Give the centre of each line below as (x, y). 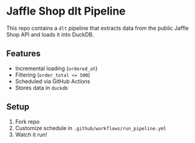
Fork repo (27, 121)
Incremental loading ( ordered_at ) (56, 68)
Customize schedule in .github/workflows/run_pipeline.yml (91, 128)
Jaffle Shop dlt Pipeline (66, 11)
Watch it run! (31, 134)
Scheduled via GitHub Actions (53, 81)
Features (23, 54)
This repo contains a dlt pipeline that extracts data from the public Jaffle (97, 28)
